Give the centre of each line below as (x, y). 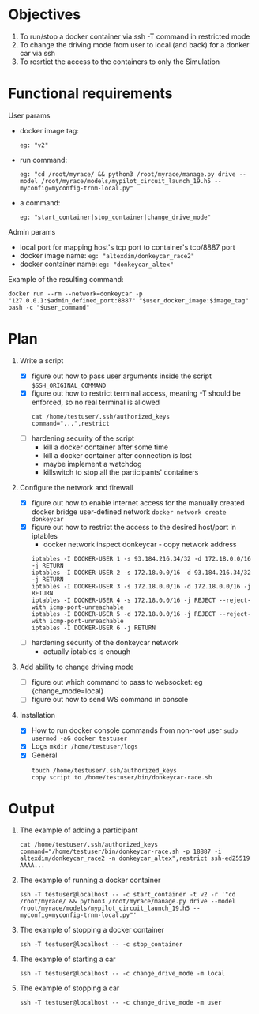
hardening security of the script (83, 438)
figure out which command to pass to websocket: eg (117, 682)
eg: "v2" (34, 145)
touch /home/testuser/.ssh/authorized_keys (104, 770)
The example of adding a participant (79, 830)
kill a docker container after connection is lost (117, 455)
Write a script (41, 360)
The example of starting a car (68, 959)
